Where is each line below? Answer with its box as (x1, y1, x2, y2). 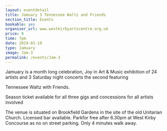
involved (5, 99, 23, 106)
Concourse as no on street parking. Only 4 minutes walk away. (5, 120, 137, 126)
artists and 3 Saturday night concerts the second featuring (5, 74, 129, 81)
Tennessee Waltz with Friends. (5, 84, 70, 90)
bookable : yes (5, 21, 36, 27)
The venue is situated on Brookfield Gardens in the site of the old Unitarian (5, 109, 162, 115)
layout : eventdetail (5, 7, 50, 13)
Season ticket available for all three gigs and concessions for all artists (5, 94, 154, 100)
